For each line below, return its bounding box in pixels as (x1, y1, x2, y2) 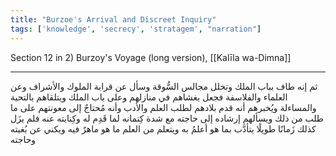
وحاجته (10, 133, 37, 145)
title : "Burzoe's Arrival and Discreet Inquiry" (10, 14, 217, 25)
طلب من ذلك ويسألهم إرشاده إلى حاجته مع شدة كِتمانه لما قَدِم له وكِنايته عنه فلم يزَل (10, 112, 324, 124)
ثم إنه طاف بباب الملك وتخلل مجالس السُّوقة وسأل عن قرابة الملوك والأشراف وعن (10, 80, 318, 92)
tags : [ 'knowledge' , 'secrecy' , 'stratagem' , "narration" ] (10, 24, 262, 34)
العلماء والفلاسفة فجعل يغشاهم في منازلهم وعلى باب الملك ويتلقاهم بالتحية (10, 91, 288, 103)
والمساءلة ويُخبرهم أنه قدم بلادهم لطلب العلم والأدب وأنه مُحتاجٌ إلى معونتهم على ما (10, 101, 317, 113)
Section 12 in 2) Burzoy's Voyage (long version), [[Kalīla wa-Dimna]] (10, 51, 292, 63)
